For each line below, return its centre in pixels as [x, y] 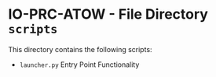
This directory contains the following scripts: [80, 49]
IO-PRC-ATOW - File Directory [108, 14]
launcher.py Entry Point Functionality [79, 65]
